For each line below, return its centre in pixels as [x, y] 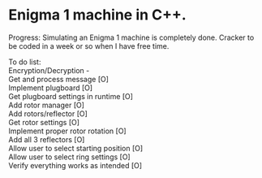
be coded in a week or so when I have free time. [89, 46]
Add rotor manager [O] [47, 105]
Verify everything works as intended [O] [75, 165]
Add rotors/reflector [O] [48, 113]
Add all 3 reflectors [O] [47, 139]
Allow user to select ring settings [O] [70, 157]
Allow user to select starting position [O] [76, 148]
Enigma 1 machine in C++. [97, 15]
